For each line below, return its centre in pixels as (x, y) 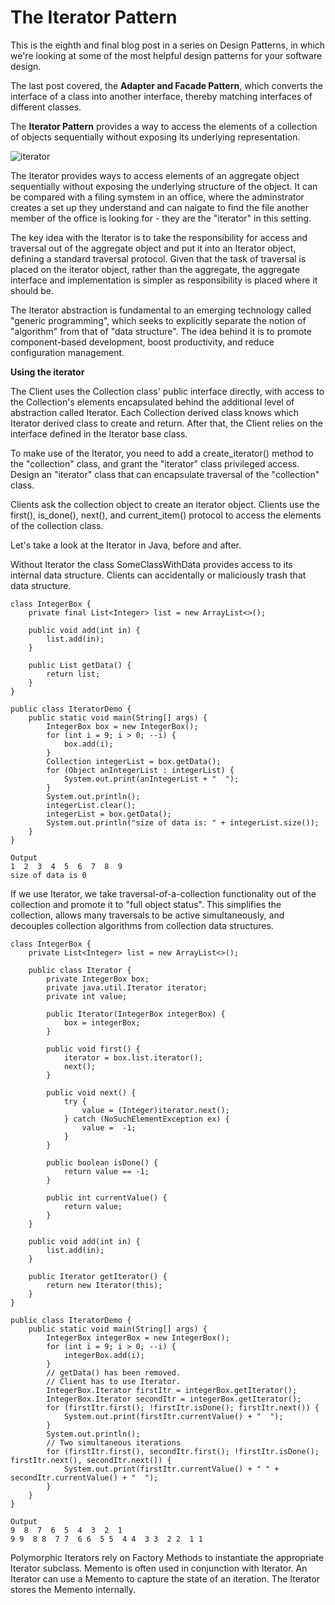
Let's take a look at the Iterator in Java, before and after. (126, 545)
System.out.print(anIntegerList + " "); (151, 779)
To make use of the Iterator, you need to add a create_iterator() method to (162, 453)
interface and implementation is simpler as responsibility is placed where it (164, 280)
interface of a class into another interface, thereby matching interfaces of (161, 96)
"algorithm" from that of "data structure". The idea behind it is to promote (161, 331)
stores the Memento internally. (73, 1589)
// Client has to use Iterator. (114, 1381)
